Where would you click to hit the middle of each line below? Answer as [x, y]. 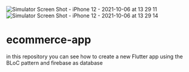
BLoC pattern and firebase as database [54, 62]
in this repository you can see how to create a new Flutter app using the [95, 56]
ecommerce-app [49, 40]
